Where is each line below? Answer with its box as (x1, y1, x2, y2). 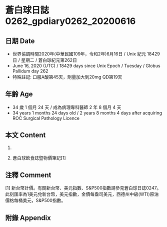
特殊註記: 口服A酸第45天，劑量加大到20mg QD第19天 (12, 74, 122, 80)
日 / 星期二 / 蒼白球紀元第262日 (12, 57, 77, 63)
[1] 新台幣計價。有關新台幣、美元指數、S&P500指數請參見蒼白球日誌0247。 (5, 185, 161, 191)
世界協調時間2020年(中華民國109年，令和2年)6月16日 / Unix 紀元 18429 (12, 51, 160, 56)
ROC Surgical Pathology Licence (12, 115, 80, 121)
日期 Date (5, 36, 35, 45)
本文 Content (5, 131, 46, 139)
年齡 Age (5, 90, 33, 98)
